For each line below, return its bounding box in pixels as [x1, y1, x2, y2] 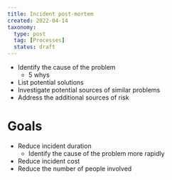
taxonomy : [7, 23, 37, 31]
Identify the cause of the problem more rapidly [28, 149, 165, 157]
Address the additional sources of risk [17, 93, 129, 102]
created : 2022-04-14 [7, 17, 69, 24]
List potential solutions [17, 78, 84, 86]
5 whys [28, 70, 50, 79]
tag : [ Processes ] [14, 37, 65, 44]
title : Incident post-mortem [7, 10, 94, 18]
